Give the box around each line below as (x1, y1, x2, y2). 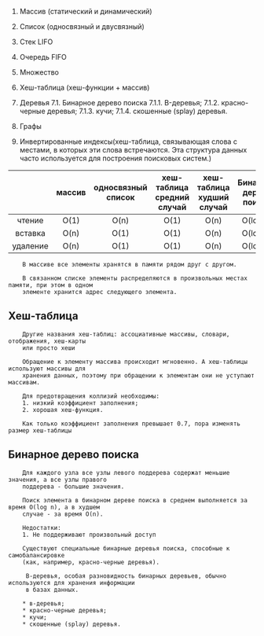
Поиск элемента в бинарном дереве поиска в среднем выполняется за (22, 496, 247, 504)
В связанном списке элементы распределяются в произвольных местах (22, 274, 247, 282)
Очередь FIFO (19, 53, 67, 61)
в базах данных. (25, 586, 79, 594)
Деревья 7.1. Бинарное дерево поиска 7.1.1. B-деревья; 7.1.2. (19, 98, 220, 107)
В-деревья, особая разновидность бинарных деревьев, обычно (25, 572, 226, 580)
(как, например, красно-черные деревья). (22, 558, 159, 566)
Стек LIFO (19, 37, 53, 46)
